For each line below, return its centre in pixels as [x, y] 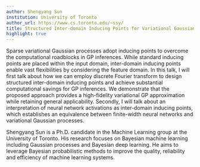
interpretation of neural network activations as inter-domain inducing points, [100, 108]
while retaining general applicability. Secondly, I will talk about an [86, 101]
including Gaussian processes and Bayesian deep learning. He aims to [92, 145]
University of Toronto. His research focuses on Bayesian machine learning [97, 138]
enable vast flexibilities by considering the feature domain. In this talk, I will [98, 70]
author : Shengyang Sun [34, 12]
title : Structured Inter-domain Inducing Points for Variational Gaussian [101, 28]
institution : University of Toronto [51, 17]
